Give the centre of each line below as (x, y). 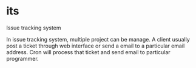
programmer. (22, 58)
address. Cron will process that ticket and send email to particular (89, 52)
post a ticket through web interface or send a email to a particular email (96, 46)
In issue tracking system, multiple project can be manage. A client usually (98, 39)
